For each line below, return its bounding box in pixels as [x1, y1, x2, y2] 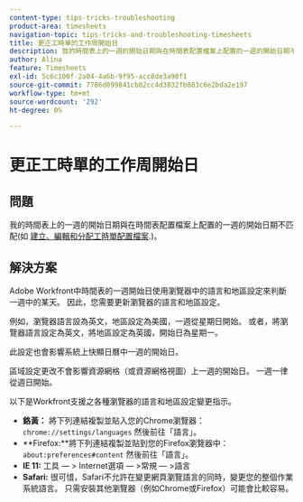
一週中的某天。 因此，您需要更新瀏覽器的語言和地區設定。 [9, 297, 225, 308]
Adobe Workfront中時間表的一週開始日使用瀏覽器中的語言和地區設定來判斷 [9, 285, 287, 296]
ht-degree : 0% [9, 106, 63, 115]
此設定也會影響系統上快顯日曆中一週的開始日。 [9, 347, 183, 358]
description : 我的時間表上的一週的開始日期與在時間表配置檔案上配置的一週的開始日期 [9, 47, 290, 56]
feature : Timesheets [9, 64, 87, 73]
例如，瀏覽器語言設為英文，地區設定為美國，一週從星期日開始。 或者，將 [9, 316, 280, 327]
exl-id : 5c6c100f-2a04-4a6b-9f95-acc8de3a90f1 [9, 72, 188, 81]
